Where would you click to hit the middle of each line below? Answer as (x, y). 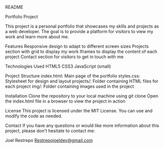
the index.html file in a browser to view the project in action (65, 101)
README (14, 7)
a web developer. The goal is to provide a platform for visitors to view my (79, 31)
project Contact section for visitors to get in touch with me (64, 57)
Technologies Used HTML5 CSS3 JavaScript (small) (58, 66)
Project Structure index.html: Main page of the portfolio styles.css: (73, 76)
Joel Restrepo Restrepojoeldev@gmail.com (49, 140)
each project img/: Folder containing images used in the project (70, 86)
